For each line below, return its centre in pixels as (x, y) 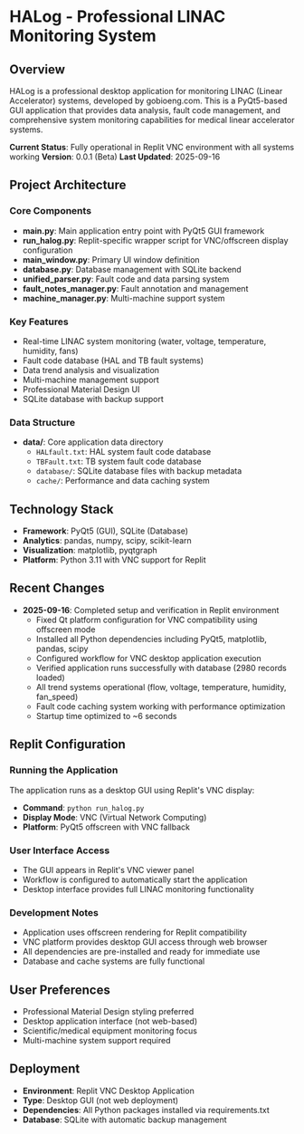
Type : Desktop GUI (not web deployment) (100, 1100)
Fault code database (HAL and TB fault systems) (113, 360)
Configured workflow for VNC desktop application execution (149, 658)
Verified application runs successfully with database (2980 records (161, 668)
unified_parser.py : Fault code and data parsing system (126, 279)
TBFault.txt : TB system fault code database (119, 461)
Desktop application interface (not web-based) (109, 1021)
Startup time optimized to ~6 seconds (106, 716)
